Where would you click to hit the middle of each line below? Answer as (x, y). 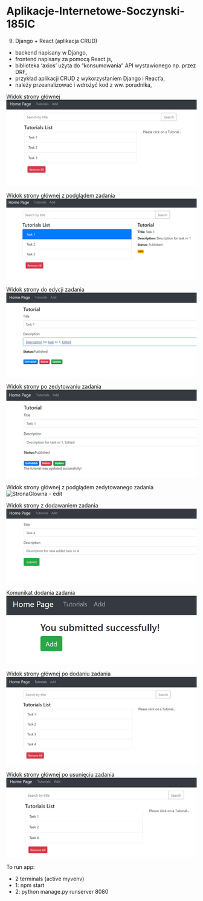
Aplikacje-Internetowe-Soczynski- (96, 11)
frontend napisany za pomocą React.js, (64, 59)
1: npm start (30, 885)
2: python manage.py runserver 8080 (62, 891)
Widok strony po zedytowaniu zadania (54, 386)
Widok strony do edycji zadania (45, 290)
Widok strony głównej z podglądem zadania (61, 195)
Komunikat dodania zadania (41, 592)
